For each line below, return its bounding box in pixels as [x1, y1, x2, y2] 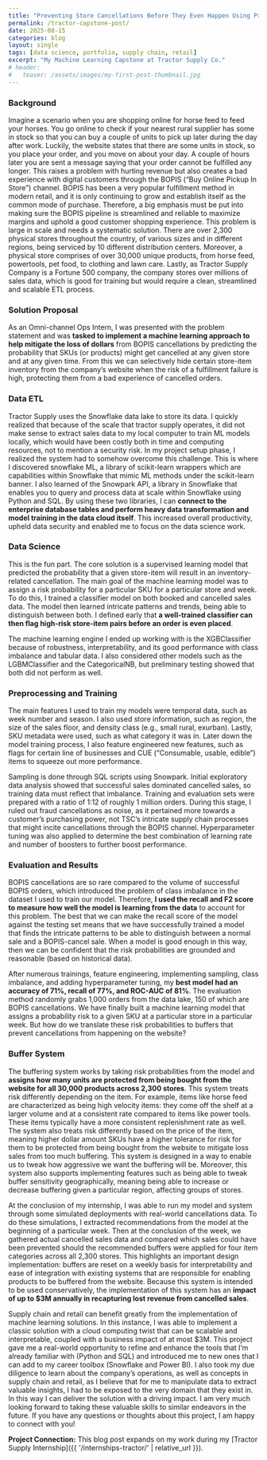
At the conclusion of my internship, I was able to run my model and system [8, 1200, 253, 1210]
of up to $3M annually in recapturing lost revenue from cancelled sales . [8, 1294, 249, 1303]
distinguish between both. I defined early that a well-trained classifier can [8, 610, 253, 620]
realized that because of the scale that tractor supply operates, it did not [8, 420, 246, 429]
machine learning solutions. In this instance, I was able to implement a [8, 1317, 238, 1327]
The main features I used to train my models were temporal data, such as [8, 706, 248, 715]
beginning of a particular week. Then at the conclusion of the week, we [8, 1226, 242, 1235]
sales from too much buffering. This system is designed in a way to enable [8, 1151, 252, 1161]
